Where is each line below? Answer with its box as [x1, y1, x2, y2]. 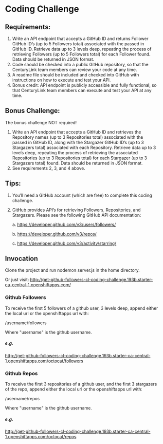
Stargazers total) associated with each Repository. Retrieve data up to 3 [12, 145, 156, 150]
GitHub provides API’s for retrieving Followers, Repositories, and [12, 207, 141, 213]
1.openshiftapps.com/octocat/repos [5, 433, 77, 439]
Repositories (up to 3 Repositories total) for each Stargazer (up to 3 [12, 155, 147, 161]
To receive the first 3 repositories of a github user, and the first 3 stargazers [5, 381, 157, 387]
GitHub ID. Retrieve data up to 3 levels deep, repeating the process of [12, 46, 152, 52]
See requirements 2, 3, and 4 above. [12, 165, 85, 171]
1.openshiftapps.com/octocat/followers [5, 358, 84, 364]
